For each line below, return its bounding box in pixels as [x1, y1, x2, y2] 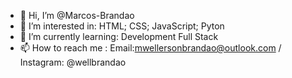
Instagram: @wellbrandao [19, 56, 127, 68]
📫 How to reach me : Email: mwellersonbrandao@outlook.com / [19, 42, 282, 54]
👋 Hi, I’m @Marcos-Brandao [19, 10, 135, 21]
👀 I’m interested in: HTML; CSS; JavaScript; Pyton [19, 20, 225, 32]
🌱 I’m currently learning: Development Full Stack [19, 31, 219, 42]
